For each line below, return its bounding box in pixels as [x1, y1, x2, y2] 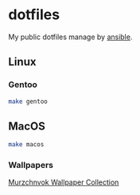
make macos [8, 141, 45, 149]
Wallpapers [8, 160, 54, 171]
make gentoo [8, 97, 48, 105]
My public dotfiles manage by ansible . [8, 32, 133, 42]
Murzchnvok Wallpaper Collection [8, 177, 119, 187]
